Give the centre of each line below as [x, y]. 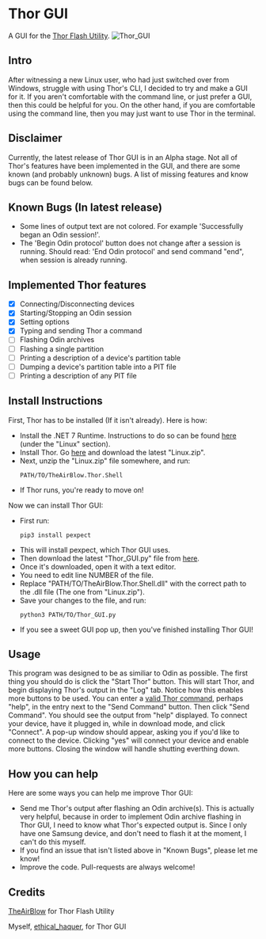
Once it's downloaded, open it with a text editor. [98, 566]
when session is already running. [74, 260]
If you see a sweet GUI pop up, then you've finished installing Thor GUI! [136, 629]
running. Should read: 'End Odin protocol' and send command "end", [131, 252]
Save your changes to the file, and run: [83, 600]
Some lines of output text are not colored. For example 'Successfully [131, 226]
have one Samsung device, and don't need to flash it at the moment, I [133, 834]
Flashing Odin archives [57, 340]
